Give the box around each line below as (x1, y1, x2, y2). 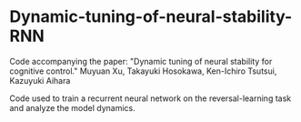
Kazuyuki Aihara (9, 75, 71, 86)
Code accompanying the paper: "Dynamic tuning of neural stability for (9, 56, 273, 66)
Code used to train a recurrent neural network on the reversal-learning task (9, 93, 292, 104)
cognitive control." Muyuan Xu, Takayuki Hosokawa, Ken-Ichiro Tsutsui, (9, 66, 277, 76)
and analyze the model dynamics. (9, 102, 135, 113)
